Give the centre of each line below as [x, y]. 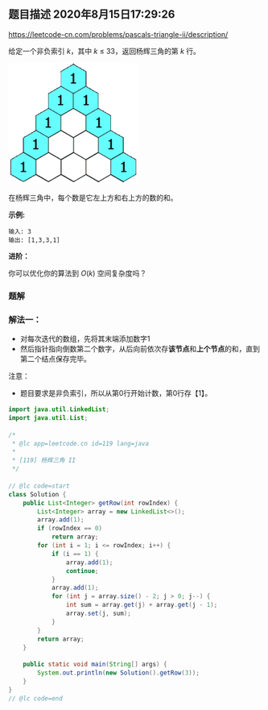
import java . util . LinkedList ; [59, 409]
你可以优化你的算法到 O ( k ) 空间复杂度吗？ [78, 273]
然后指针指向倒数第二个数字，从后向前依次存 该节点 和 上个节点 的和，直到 [140, 349]
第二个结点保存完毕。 [55, 359]
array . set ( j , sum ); [98, 614]
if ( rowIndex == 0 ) [70, 529]
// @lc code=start [39, 486]
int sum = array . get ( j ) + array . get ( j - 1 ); [142, 605]
